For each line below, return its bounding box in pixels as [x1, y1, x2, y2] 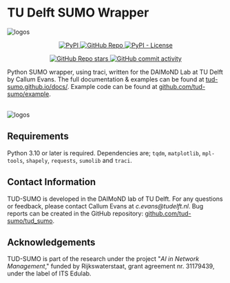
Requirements [7, 130, 69, 142]
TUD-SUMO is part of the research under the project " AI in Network [7, 255, 200, 263]
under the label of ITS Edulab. [7, 269, 92, 277]
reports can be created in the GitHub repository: [7, 209, 143, 217]
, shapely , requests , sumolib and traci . [22, 156, 132, 164]
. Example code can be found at [67, 82, 158, 90]
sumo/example [7, 90, 50, 98]
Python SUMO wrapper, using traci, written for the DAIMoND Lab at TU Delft [7, 68, 224, 76]
